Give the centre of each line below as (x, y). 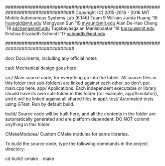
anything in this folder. (28, 124)
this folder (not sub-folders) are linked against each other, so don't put (78, 83)
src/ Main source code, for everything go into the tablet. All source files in (81, 78)
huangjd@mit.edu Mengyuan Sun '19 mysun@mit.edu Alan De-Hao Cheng (82, 23)
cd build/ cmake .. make (30, 159)
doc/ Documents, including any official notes (51, 58)
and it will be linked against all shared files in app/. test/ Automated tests (79, 99)
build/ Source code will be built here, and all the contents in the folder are (81, 114)
